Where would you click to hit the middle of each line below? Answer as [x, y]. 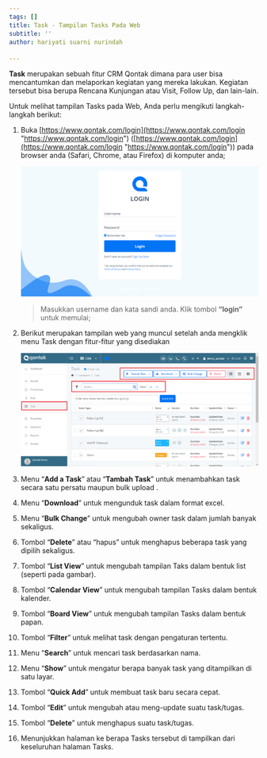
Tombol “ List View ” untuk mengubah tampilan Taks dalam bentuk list [133, 566]
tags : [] [23, 17]
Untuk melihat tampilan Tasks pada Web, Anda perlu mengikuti [111, 106]
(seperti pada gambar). [58, 574]
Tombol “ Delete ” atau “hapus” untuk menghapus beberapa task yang [133, 542]
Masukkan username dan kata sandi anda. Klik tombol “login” [141, 309]
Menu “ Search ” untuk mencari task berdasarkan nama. [111, 653]
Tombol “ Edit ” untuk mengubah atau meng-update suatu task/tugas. [132, 708]
